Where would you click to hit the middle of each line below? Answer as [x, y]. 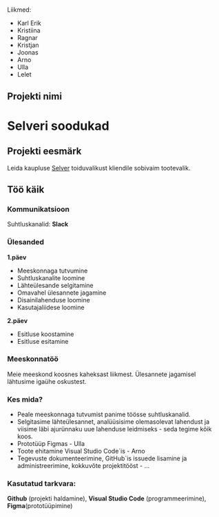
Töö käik [26, 189]
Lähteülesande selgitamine [55, 285]
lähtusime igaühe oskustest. [47, 381]
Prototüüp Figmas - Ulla [51, 444]
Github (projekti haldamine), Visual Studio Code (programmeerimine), [107, 498]
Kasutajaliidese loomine [51, 307]
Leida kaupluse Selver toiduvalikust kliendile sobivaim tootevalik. [99, 168]
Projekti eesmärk [44, 152]
